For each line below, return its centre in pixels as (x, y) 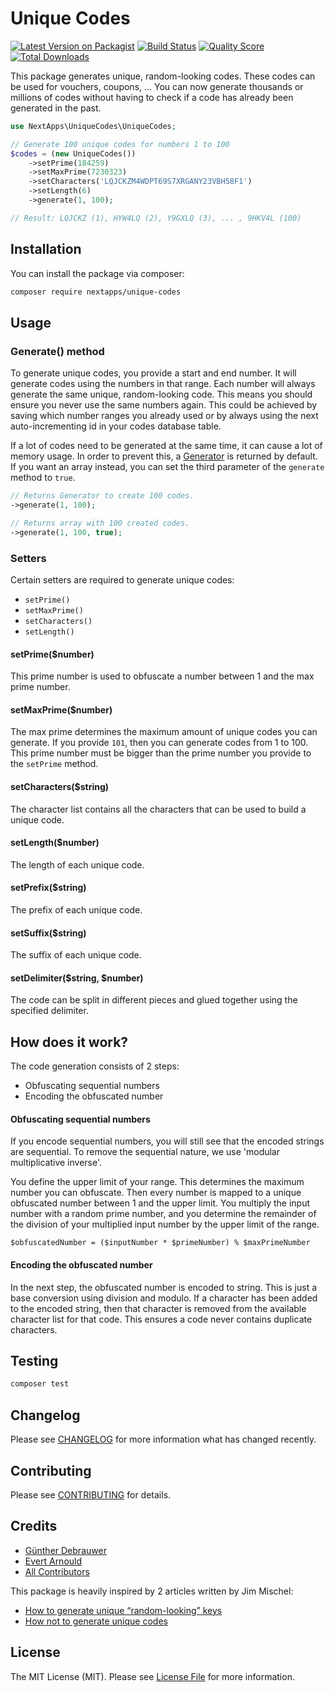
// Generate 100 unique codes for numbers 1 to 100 (120, 144)
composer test (40, 1384)
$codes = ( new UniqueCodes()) (73, 153)
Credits (34, 1526)
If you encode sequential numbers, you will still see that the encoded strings (167, 1141)
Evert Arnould (53, 1561)
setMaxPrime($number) (61, 709)
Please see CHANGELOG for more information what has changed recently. (163, 1439)
